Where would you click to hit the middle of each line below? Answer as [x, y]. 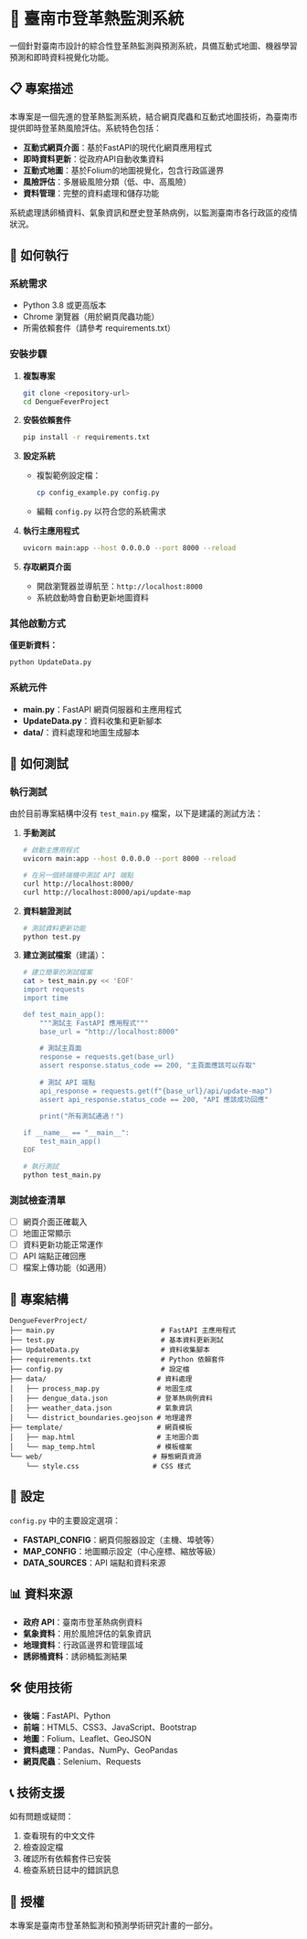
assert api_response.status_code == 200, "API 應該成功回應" [154, 1099]
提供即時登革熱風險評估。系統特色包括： [85, 128]
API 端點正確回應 [54, 1256]
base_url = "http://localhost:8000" [109, 1032]
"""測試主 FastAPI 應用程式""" [94, 1023]
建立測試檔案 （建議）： [65, 955]
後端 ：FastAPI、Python [67, 1715]
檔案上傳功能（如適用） [67, 1267]
